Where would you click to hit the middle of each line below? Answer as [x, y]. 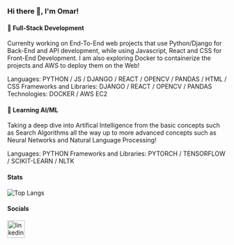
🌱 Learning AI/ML [33, 110]
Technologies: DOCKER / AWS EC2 [57, 94]
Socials [18, 209]
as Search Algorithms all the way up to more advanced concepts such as [112, 133]
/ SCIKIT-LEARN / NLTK [41, 161]
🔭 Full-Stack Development [46, 28]
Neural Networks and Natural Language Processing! [82, 140]
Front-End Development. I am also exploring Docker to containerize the [109, 58]
